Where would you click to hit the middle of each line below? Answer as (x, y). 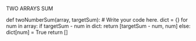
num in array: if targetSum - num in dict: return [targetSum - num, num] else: (98, 26)
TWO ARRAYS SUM (30, 8)
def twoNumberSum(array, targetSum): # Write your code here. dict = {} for (97, 20)
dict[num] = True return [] (37, 32)
